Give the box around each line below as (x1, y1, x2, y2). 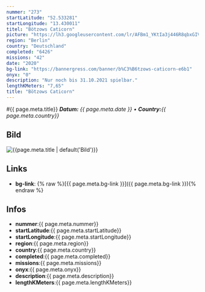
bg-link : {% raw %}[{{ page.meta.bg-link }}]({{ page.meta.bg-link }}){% (15, 180, 196, 187)
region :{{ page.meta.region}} (15, 240, 89, 247)
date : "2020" (6, 60, 40, 66)
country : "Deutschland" (6, 43, 67, 50)
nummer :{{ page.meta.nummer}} (15, 220, 99, 228)
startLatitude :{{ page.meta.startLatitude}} (15, 227, 122, 234)
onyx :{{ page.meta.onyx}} (15, 266, 81, 273)
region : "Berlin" (6, 37, 51, 43)
